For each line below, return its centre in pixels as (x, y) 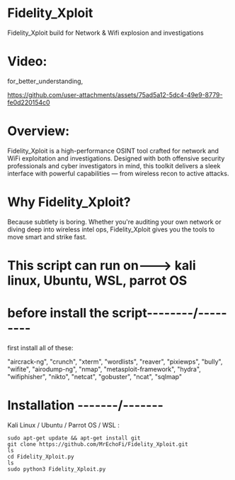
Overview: (39, 131)
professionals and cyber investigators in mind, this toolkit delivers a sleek (114, 165)
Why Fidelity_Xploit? (69, 202)
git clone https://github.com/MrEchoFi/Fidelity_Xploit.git (98, 444)
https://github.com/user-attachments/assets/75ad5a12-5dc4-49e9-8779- (115, 94)
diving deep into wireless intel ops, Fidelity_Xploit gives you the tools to (111, 229)
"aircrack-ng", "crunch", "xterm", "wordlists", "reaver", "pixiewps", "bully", (115, 361)
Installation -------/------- (86, 405)
